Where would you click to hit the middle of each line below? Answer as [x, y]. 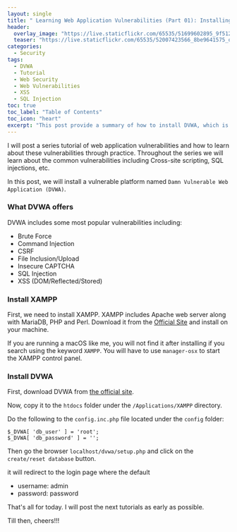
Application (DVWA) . [37, 189]
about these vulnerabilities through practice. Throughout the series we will [115, 153]
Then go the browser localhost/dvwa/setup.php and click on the [101, 451]
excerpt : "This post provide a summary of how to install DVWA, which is [118, 125]
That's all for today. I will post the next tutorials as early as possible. [106, 507]
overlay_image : [36, 33]
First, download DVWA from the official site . [71, 392]
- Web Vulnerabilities [47, 86]
